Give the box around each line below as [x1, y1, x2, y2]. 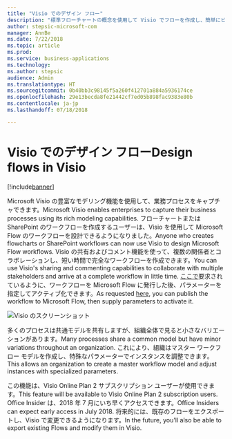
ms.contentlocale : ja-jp [7, 100, 79, 107]
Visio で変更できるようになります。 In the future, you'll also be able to [25, 415, 222, 424]
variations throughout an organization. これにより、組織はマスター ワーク [7, 343, 215, 351]
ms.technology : [7, 62, 51, 68]
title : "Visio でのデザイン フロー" [7, 10, 104, 17]
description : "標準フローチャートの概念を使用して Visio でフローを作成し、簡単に [7, 17, 221, 24]
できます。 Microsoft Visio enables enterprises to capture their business [12, 205, 216, 214]
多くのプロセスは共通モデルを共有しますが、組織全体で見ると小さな [7, 326, 201, 334]
